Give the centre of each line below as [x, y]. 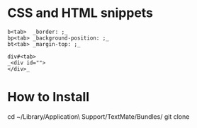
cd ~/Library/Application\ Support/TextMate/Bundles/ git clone [98, 116]
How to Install [49, 97]
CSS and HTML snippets [80, 13]
